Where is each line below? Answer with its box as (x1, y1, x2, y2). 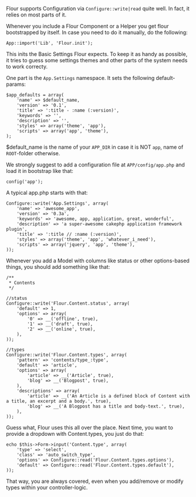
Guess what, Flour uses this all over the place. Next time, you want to (6, 424, 173, 431)
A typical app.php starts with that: (6, 189, 88, 196)
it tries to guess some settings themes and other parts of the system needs (6, 57, 188, 64)
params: (6, 81, 26, 88)
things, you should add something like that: (6, 263, 110, 270)
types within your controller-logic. (6, 484, 88, 491)
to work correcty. (6, 63, 48, 70)
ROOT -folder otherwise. (6, 150, 60, 156)
